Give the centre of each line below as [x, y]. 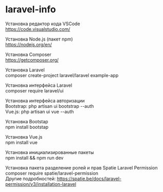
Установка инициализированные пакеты [50, 152]
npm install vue [21, 142]
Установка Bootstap [27, 121]
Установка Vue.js [24, 137]
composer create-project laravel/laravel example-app [62, 75]
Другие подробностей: [31, 179]
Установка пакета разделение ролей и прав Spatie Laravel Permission [81, 167]
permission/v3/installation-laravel [41, 184]
